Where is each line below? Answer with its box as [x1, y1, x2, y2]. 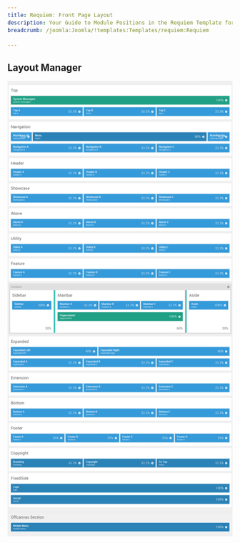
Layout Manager [7, 61, 82, 74]
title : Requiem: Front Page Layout [7, 11, 114, 19]
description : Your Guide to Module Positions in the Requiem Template [7, 19, 222, 26]
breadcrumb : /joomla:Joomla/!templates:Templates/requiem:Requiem [7, 26, 209, 34]
